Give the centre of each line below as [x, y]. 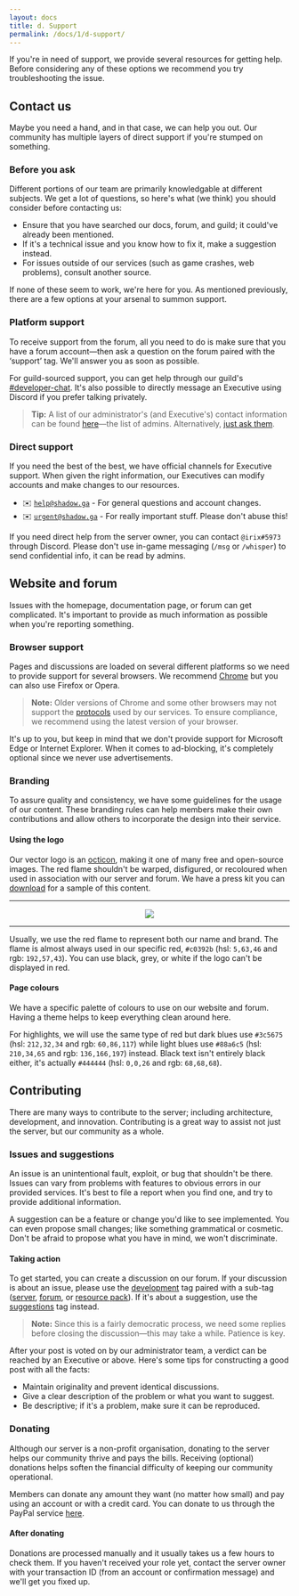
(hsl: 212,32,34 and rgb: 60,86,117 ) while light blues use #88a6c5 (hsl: [136, 1044]
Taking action [35, 1258]
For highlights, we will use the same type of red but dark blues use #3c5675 [146, 1034]
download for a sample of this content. [80, 888]
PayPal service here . [47, 1513]
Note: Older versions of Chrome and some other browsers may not [154, 703]
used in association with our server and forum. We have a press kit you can [147, 878]
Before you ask [42, 170]
